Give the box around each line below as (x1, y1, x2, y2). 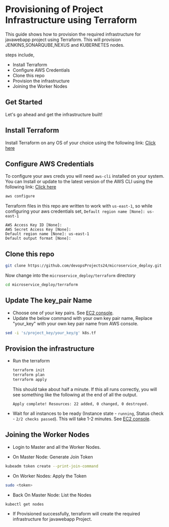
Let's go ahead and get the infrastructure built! (5, 111, 103, 117)
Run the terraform (12, 358, 50, 364)
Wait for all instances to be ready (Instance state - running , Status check (12, 410, 164, 416)
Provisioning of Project (5, 4, 104, 15)
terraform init (12, 368, 45, 373)
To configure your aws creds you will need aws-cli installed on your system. (5, 173, 164, 179)
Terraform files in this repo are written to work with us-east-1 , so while (5, 203, 153, 209)
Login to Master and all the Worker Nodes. (12, 444, 101, 450)
